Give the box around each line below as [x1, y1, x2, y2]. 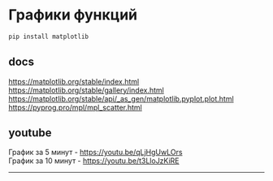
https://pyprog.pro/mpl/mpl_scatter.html [8, 102, 142, 112]
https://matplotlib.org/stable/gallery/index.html [8, 85, 164, 95]
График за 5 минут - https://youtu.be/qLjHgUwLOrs [8, 148, 183, 157]
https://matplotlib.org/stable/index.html [8, 76, 140, 86]
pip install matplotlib [8, 32, 89, 41]
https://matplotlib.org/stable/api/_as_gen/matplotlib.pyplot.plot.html [8, 93, 234, 103]
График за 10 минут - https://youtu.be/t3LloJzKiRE [8, 156, 180, 166]
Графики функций [8, 6, 138, 24]
